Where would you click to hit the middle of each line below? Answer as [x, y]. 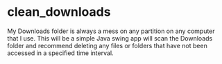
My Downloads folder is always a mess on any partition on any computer [111, 31]
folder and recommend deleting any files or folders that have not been [108, 45]
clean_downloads [59, 12]
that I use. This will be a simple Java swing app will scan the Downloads [110, 38]
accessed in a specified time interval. [60, 53]
